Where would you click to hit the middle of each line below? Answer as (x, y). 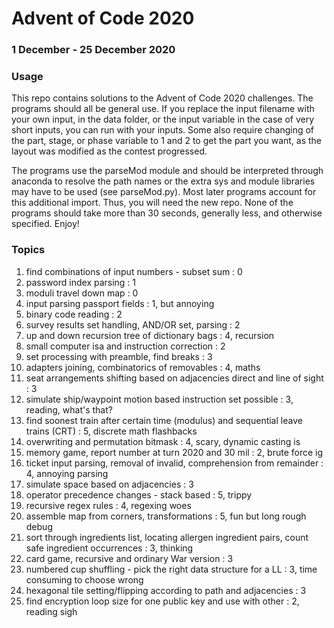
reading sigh (51, 611)
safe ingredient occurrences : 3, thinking (109, 548)
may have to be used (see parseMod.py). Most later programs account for (164, 192)
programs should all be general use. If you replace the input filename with (163, 109)
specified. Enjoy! (45, 224)
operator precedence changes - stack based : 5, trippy (139, 494)
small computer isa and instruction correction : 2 (125, 346)
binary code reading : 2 (74, 314)
